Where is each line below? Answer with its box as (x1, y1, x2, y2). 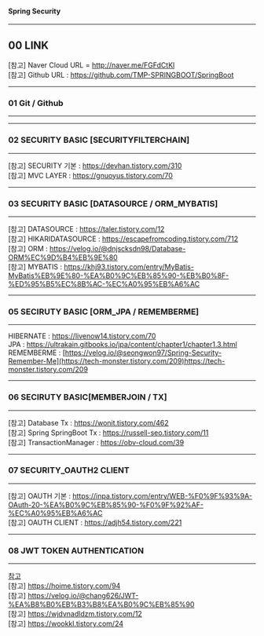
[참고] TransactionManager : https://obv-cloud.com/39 (8, 437, 185, 447)
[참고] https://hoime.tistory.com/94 (8, 581, 121, 590)
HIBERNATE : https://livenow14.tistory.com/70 (8, 331, 156, 341)
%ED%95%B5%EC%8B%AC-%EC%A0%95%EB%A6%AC (8, 279, 200, 288)
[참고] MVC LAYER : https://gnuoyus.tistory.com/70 (8, 170, 173, 180)
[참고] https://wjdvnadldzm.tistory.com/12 (8, 609, 143, 619)
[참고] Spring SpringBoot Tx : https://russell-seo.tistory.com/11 (8, 428, 209, 437)
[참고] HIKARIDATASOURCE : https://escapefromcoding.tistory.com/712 (8, 234, 238, 243)
